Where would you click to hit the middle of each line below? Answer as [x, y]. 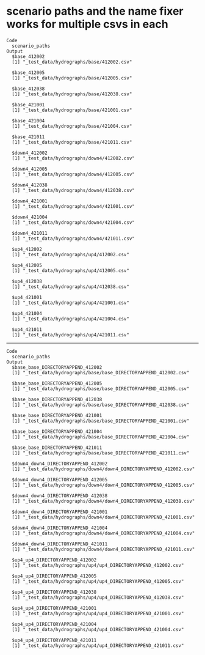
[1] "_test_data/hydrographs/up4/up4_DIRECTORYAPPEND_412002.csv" [98, 565]
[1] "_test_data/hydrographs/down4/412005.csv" [74, 174]
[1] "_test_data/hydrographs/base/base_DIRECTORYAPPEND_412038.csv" [101, 405]
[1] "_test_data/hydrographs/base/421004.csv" [72, 126]
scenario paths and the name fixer [95, 11]
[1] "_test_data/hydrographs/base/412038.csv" [72, 94]
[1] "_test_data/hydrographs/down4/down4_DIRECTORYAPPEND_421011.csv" [103, 549]
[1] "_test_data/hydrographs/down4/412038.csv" [74, 190]
